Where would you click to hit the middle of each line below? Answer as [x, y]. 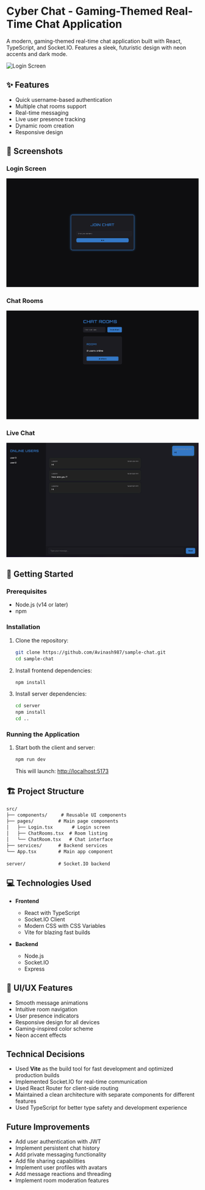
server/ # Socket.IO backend [59, 864]
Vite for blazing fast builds [57, 932]
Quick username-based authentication [63, 99]
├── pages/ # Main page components [63, 821]
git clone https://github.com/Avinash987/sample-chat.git [90, 652]
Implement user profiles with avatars [61, 1167]
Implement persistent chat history [57, 1148]
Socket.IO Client [45, 919]
